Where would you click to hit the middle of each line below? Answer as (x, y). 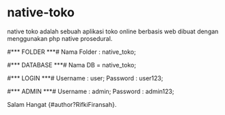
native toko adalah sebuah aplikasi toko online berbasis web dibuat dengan (113, 31)
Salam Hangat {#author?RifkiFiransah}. (62, 104)
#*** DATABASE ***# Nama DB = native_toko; (72, 65)
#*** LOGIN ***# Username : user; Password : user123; (85, 78)
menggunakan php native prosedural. (60, 38)
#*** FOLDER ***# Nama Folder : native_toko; (71, 52)
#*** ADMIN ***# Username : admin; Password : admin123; (91, 91)
